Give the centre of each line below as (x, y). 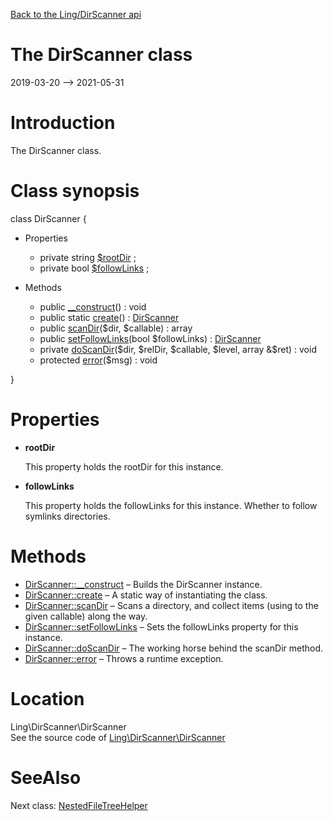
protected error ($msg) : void (98, 360)
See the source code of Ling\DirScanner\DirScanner (118, 737)
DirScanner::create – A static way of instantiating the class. (146, 595)
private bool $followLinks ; (94, 268)
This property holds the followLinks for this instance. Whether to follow (171, 505)
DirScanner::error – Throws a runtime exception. (124, 658)
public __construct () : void (93, 306)
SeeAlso (46, 777)
